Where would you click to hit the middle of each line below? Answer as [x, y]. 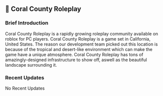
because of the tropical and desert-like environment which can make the [79, 49]
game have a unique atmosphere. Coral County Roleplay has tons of [74, 54]
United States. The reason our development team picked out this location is [81, 44]
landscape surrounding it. [31, 65]
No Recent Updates [25, 88]
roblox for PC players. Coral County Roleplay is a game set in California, [78, 39]
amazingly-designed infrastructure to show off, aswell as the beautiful [76, 60]
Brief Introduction [27, 23]
